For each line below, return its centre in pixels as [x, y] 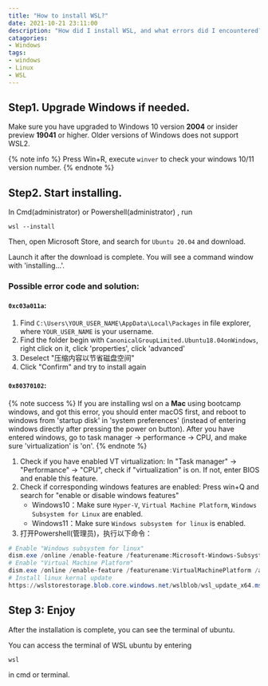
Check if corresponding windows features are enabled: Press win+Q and [139, 487]
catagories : [28, 38]
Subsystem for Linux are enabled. [87, 513]
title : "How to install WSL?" [59, 16]
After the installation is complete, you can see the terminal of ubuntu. [122, 629]
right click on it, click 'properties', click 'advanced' [102, 349]
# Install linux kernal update [60, 578]
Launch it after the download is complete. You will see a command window [131, 257]
